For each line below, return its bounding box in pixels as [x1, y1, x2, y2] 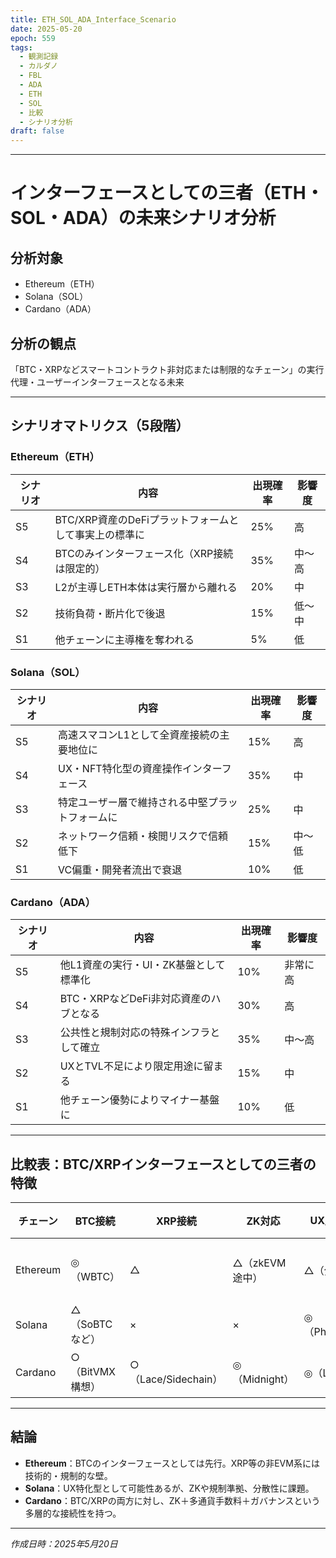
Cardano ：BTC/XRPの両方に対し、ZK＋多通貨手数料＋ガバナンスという [24, 1494, 321, 1506]
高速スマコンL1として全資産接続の [58, 727, 220, 741]
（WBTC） [70, 1270, 121, 1284]
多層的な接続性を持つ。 [24, 1507, 122, 1519]
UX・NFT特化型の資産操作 [58, 761, 183, 775]
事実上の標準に [74, 527, 146, 541]
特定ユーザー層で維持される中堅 [58, 795, 208, 809]
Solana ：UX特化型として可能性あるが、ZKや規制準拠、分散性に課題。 [24, 1482, 315, 1494]
